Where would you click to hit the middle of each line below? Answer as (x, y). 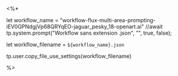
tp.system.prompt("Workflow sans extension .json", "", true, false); (89, 33)
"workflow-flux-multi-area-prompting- (108, 20)
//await (154, 27)
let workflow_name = (32, 20)
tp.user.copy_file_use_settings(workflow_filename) (69, 56)
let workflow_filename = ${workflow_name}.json (65, 45)
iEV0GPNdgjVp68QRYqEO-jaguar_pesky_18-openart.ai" (75, 27)
